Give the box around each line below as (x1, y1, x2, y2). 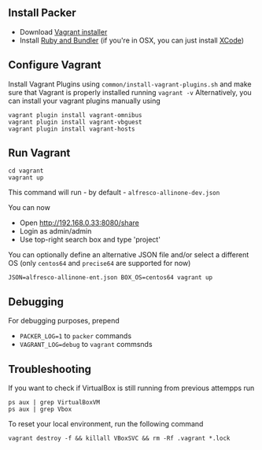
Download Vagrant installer (19, 27, 108, 36)
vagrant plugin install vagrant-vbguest (8, 118, 143, 126)
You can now (8, 203, 51, 212)
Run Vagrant (8, 146, 71, 160)
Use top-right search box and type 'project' (19, 235, 161, 245)
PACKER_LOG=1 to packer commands (19, 331, 132, 341)
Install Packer (8, 6, 76, 20)
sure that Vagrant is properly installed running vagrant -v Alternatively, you (8, 87, 252, 97)
